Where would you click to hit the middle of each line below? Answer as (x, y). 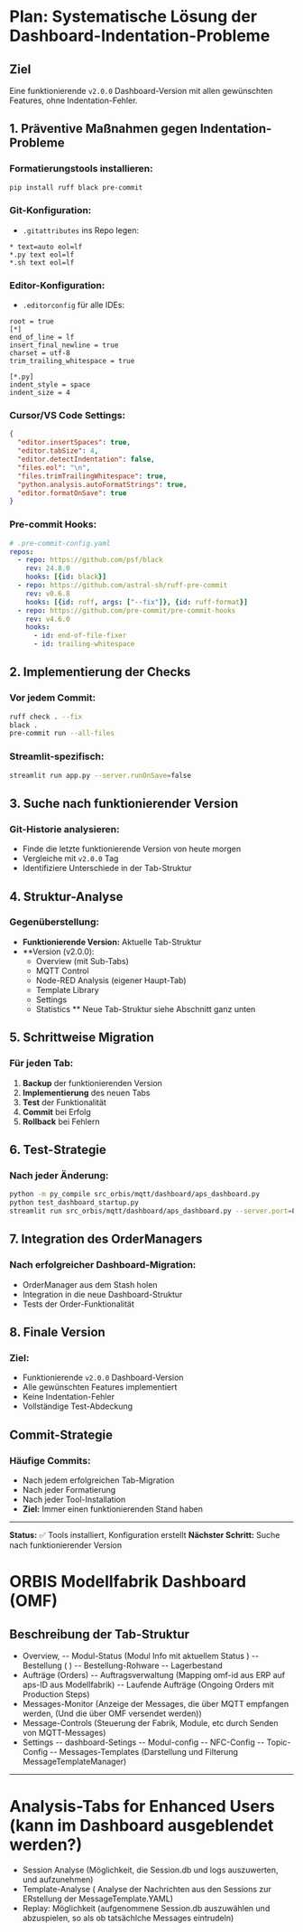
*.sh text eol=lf (42, 263)
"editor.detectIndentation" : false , (86, 460)
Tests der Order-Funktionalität (78, 1304)
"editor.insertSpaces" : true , (74, 443)
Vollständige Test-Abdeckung (78, 1406)
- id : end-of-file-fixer (80, 636)
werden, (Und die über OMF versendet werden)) (112, 1713)
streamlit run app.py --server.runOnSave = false (101, 775)
